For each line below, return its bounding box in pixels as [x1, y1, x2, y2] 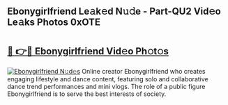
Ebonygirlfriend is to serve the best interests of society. [7, 90, 167, 98]
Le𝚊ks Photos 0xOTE [7, 17, 101, 29]
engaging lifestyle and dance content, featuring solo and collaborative [7, 75, 208, 83]
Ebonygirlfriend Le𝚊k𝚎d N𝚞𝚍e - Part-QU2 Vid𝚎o [7, 6, 221, 17]
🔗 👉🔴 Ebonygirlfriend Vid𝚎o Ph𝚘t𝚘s [7, 45, 169, 57]
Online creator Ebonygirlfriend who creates [82, 67, 206, 75]
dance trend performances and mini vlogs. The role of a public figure [7, 83, 206, 90]
